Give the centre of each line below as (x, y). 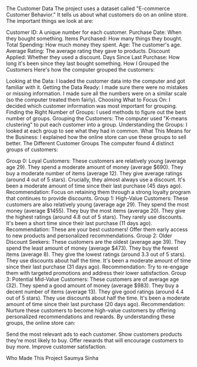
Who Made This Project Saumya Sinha (52, 358)
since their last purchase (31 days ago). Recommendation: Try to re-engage (97, 267)
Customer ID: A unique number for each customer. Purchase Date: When (94, 32)
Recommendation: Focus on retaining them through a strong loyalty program (98, 192)
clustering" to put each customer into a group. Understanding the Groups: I (97, 125)
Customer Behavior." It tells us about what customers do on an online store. (97, 15)
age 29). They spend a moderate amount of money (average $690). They (95, 167)
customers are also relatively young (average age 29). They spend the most (98, 204)
